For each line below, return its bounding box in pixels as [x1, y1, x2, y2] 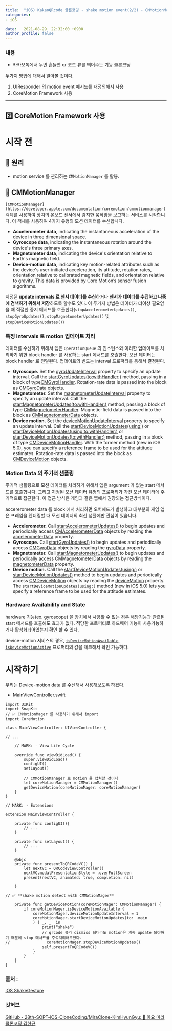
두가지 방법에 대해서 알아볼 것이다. [5, 73, 74, 79]
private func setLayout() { [14, 839, 74, 844]
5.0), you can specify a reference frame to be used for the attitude [12, 445, 153, 451]
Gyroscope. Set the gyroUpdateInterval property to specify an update [12, 368, 161, 374]
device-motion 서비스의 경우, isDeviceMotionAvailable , [5, 637, 120, 643]
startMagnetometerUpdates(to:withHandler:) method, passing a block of [12, 401, 165, 407]
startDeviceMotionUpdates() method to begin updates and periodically [12, 572, 162, 578]
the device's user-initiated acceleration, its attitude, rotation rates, [12, 266, 152, 273]
